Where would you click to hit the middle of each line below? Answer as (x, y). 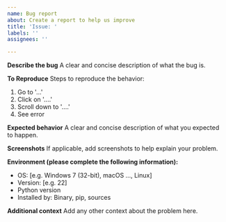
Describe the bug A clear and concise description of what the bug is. (106, 65)
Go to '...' (30, 92)
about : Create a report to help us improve (71, 20)
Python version (39, 190)
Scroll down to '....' (44, 107)
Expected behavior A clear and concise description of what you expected (113, 128)
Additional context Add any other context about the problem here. (103, 211)
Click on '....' (35, 100)
